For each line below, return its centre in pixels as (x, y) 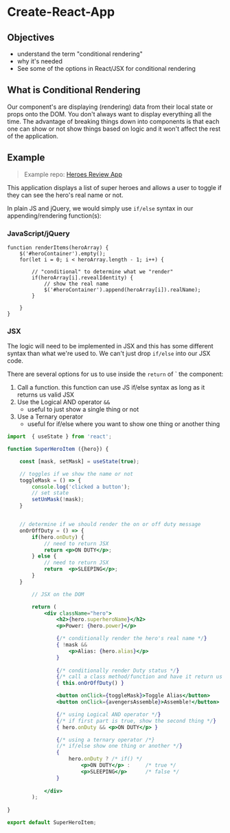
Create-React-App (61, 12)
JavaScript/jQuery (38, 233)
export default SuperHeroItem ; (52, 823)
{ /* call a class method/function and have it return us (139, 677)
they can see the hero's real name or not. (65, 195)
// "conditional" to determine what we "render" (103, 272)
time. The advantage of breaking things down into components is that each (113, 121)
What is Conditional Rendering (74, 90)
